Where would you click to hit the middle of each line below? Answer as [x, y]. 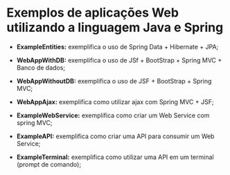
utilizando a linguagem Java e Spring [115, 27]
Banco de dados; [41, 67]
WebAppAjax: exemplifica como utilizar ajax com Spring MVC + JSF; [115, 101]
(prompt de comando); [48, 164]
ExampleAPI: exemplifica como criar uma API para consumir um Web [115, 136]
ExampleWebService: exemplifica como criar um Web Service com [113, 115]
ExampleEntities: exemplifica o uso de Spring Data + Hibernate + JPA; [117, 47]
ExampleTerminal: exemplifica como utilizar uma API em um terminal [115, 157]
